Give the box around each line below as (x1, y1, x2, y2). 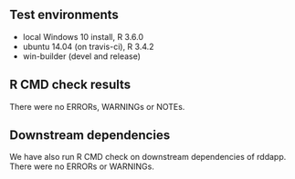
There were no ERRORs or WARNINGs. (9, 161, 155, 172)
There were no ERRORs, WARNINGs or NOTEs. (9, 101, 185, 112)
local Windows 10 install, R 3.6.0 (22, 31, 144, 42)
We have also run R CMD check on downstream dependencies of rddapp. (9, 152, 287, 163)
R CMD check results (9, 77, 132, 93)
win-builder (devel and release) (22, 50, 142, 62)
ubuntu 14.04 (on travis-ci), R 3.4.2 (22, 41, 154, 52)
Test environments (9, 7, 119, 23)
